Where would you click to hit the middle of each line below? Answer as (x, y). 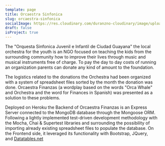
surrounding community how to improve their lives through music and (75, 57)
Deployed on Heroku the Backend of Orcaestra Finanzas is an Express (76, 107)
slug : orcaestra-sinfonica (33, 19)
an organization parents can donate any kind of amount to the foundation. (80, 67)
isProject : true (22, 32)
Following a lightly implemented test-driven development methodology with (81, 118)
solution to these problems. (33, 98)
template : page (21, 10)
